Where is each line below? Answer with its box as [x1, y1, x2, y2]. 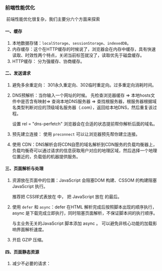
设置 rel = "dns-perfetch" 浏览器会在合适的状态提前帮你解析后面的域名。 [12, 120, 158, 127]
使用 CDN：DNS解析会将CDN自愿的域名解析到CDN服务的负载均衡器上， [12, 141, 158, 147]
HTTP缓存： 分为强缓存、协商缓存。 [12, 58, 85, 64]
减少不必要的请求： [12, 261, 51, 267]
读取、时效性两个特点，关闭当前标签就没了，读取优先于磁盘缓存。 [12, 52, 144, 58]
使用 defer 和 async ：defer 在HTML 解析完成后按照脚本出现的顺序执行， [12, 204, 157, 210]
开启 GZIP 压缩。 [12, 237, 46, 242]
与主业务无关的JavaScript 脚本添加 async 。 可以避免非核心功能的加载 [12, 220, 153, 226]
